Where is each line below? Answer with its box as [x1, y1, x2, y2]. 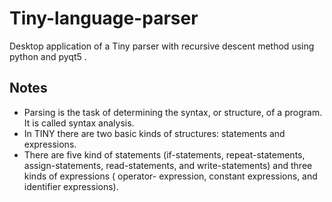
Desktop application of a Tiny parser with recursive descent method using [9, 40, 315, 52]
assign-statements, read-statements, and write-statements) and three [23, 159, 313, 171]
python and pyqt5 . [9, 50, 87, 62]
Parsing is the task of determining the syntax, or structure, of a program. [23, 106, 323, 118]
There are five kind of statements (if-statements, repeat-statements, [23, 148, 306, 161]
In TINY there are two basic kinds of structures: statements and [23, 127, 286, 139]
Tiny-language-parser [9, 7, 199, 30]
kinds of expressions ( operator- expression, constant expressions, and [23, 170, 318, 182]
